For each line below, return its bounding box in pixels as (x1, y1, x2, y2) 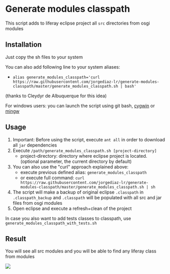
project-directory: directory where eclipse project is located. (20, 153, 148, 159)
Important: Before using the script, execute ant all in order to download (12, 136, 165, 142)
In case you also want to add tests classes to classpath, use (5, 215, 131, 221)
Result (5, 234, 27, 243)
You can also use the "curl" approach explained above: (12, 163, 129, 170)
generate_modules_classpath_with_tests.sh (5, 221, 97, 226)
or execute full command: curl (20, 175, 85, 181)
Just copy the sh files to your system (5, 54, 83, 60)
